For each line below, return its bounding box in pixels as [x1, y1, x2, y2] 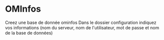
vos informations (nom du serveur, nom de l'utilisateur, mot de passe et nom [5, 24, 160, 30]
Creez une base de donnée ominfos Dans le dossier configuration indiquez [5, 20, 157, 25]
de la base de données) [5, 30, 53, 36]
